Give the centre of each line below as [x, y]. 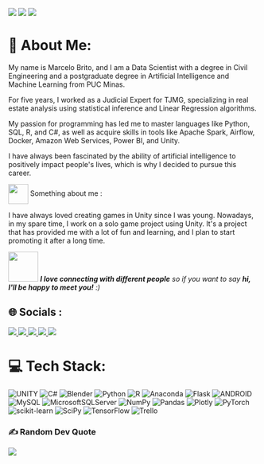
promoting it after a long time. [57, 240]
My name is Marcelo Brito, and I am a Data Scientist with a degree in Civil [128, 67]
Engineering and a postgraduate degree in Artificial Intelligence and [119, 76]
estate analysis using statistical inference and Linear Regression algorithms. [132, 108]
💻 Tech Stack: [57, 366]
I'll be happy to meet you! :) [54, 287]
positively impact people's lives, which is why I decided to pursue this [122, 164]
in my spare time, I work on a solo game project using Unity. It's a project [128, 224]
